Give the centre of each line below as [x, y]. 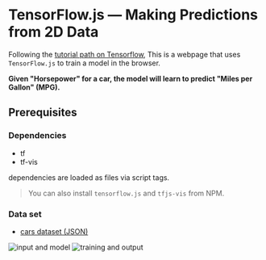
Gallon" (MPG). [34, 87]
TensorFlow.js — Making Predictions [133, 15]
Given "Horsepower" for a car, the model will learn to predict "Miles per [131, 78]
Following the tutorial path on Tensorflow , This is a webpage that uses [125, 54]
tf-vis [29, 161]
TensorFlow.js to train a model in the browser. [85, 63]
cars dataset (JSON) [54, 231]
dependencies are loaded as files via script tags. [89, 177]
